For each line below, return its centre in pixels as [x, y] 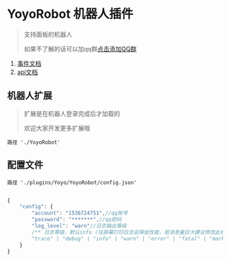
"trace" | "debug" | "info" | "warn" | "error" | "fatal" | [119, 238]
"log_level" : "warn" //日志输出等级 [79, 226]
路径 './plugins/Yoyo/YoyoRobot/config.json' [72, 182]
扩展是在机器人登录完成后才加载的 [72, 113]
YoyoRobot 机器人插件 [70, 14]
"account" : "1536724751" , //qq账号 [80, 213]
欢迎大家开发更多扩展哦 [57, 128]
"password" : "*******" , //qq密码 [77, 220]
